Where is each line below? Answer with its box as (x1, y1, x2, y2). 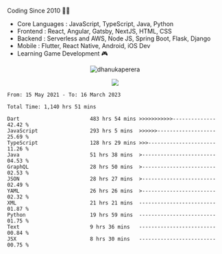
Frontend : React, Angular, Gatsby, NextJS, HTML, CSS (16, 27, 173, 35)
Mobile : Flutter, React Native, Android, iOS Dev (16, 42, 151, 49)
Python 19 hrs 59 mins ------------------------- (7, 211, 216, 218)
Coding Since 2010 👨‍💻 (7, 7, 71, 14)
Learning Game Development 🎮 (16, 49, 108, 58)
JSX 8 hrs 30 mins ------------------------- (7, 235, 216, 242)
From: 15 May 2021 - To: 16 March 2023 (7, 91, 121, 98)
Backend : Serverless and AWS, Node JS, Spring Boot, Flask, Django (16, 34, 211, 43)
